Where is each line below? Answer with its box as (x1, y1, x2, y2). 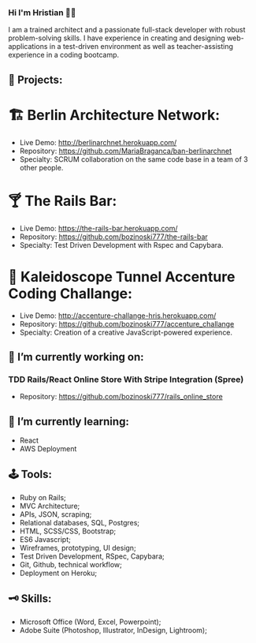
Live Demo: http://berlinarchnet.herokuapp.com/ (19, 137, 177, 147)
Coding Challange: (8, 284, 132, 302)
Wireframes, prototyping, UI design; (19, 543, 136, 552)
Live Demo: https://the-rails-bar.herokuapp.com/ (19, 223, 179, 233)
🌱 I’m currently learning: (8, 414, 130, 428)
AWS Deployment (19, 444, 77, 453)
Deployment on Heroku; (19, 568, 98, 578)
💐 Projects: (8, 73, 63, 86)
